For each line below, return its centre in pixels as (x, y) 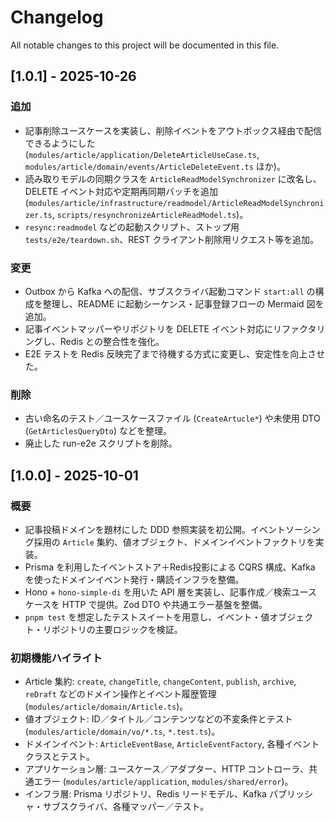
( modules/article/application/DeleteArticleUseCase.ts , (142, 154)
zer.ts (38, 215)
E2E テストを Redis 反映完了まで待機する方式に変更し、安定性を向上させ (175, 353)
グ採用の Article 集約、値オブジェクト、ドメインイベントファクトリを (170, 542)
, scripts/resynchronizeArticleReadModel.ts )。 (150, 214)
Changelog (57, 17)
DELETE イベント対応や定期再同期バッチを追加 (121, 191)
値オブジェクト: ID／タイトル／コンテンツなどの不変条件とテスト (158, 719)
